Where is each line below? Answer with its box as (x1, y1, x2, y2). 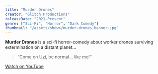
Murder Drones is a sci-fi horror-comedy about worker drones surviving (5, 39, 154, 45)
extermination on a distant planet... (5, 44, 77, 50)
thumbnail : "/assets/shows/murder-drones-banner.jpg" (5, 26, 119, 31)
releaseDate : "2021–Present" (5, 16, 66, 21)
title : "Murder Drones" (5, 7, 55, 12)
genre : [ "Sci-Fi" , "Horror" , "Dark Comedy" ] (5, 21, 99, 26)
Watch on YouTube (5, 64, 44, 70)
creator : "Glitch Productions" (5, 12, 70, 17)
